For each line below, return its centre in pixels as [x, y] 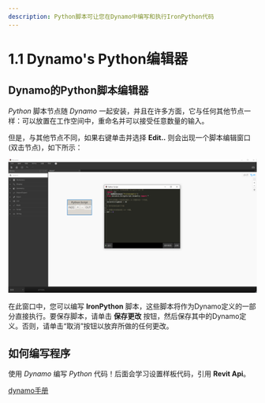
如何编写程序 [39, 353]
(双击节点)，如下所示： [45, 147]
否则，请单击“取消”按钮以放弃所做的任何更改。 [97, 326]
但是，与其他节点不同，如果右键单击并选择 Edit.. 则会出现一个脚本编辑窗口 [129, 137]
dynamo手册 [28, 390]
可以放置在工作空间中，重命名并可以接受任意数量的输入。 [115, 120]
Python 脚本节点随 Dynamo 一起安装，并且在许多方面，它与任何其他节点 [126, 111]
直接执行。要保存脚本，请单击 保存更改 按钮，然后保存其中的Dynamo [127, 316]
